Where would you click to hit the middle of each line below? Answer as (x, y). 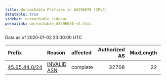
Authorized (111, 50)
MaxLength (143, 53)
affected (82, 53)
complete (82, 67)
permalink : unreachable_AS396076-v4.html (48, 23)
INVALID (57, 64)
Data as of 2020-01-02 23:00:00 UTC (44, 38)
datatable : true (22, 14)
